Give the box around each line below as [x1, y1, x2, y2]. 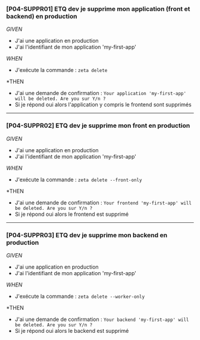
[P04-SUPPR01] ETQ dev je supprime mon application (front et [6, 5, 190, 13]
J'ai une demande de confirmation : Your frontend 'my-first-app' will [14, 199, 192, 206]
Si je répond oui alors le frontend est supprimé [14, 210, 129, 218]
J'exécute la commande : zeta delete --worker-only [14, 292, 145, 300]
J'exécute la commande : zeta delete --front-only [14, 176, 142, 183]
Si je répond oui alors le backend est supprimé [14, 327, 129, 334]
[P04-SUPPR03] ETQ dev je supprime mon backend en [6, 231, 168, 239]
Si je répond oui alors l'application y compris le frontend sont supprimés [14, 101, 192, 108]
